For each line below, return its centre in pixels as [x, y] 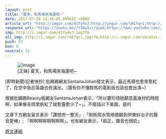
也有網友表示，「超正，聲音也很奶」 [106, 121]
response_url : [20, 28]
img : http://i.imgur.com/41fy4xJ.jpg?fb [47, 33]
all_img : [14, 37]
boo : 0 [12, 46]
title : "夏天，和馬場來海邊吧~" [35, 14]
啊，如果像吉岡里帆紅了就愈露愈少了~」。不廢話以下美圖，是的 [68, 104]
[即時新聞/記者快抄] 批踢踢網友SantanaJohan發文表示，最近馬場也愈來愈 [79, 81]
